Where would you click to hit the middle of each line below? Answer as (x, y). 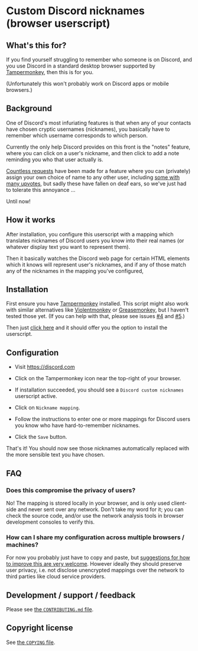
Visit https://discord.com (45, 367)
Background (29, 109)
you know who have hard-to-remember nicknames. (77, 425)
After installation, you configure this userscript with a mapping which (90, 234)
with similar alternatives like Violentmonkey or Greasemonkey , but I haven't (98, 310)
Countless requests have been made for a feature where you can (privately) (98, 171)
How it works (31, 220)
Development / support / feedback (71, 595)
